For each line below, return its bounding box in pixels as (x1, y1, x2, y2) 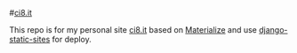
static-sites (9, 34, 51, 44)
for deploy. (52, 34, 92, 44)
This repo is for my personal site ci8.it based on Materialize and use (9, 25, 258, 34)
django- (259, 25, 288, 34)
